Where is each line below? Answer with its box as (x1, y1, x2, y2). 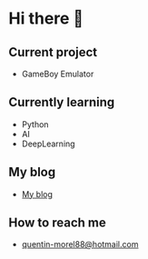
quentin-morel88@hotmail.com (21, 239, 139, 250)
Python (21, 118, 49, 130)
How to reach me (8, 215, 106, 231)
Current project (8, 45, 98, 60)
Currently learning (8, 95, 115, 110)
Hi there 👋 (8, 8, 84, 29)
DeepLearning (21, 138, 75, 149)
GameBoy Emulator (21, 68, 94, 79)
